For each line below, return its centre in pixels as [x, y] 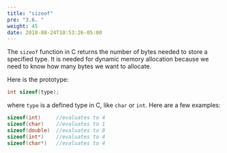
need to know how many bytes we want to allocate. [79, 66]
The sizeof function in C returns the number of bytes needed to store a [107, 52]
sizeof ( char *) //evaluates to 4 [56, 143]
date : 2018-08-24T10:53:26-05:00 [55, 32]
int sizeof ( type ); [33, 92]
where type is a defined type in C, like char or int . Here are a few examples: [114, 105]
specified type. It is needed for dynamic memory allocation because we [108, 59]
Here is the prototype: [38, 80]
